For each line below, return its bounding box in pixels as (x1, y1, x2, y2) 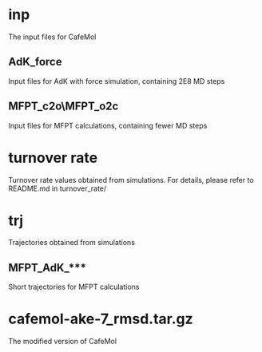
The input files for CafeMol (8, 32, 97, 42)
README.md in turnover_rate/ (8, 184, 107, 193)
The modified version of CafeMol (8, 337, 117, 346)
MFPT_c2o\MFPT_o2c (8, 100, 119, 113)
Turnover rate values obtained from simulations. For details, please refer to (8, 175, 254, 184)
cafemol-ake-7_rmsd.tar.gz (8, 310, 193, 328)
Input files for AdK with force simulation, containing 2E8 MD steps (8, 76, 225, 85)
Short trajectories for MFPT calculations (8, 282, 140, 292)
